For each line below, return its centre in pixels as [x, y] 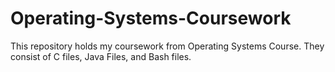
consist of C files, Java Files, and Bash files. [101, 56]
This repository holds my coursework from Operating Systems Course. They [167, 46]
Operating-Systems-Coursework [151, 18]
